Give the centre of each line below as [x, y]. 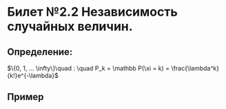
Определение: [40, 52]
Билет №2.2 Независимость [92, 12]
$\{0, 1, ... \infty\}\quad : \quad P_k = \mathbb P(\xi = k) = [89, 68]
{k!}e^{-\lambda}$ [33, 75]
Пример [25, 97]
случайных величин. [70, 26]
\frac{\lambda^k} [195, 68]
